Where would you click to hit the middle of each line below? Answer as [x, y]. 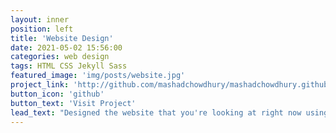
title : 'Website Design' [62, 38]
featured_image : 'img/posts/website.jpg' [98, 76]
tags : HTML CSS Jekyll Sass [69, 66]
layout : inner [40, 19]
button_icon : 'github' [57, 94]
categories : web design [60, 57]
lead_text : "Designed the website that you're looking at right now [156, 112]
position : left [42, 29]
